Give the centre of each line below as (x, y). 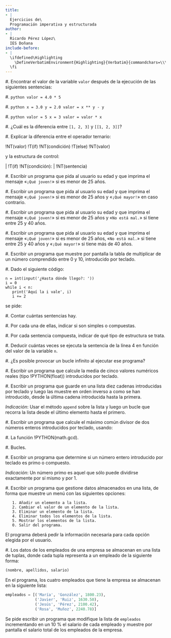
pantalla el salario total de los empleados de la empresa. (64, 630)
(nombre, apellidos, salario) (37, 571)
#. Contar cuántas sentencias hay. (41, 316)
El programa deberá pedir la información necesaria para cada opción (78, 535)
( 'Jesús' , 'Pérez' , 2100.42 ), (67, 604)
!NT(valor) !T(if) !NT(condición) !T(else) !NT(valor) (58, 147)
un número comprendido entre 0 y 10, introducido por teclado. (70, 259)
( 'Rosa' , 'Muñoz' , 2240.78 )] (66, 609)
